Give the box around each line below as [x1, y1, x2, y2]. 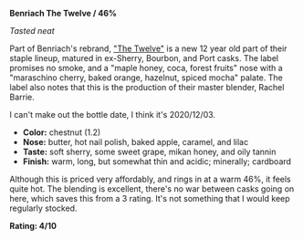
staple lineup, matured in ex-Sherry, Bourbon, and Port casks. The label [9, 53, 279, 63]
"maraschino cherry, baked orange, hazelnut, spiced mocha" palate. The [9, 72, 283, 83]
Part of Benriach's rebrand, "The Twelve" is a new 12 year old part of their [9, 43, 287, 54]
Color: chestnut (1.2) [22, 127, 101, 138]
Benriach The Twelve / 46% [9, 8, 117, 18]
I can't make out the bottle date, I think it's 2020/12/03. [9, 110, 216, 120]
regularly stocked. [9, 203, 78, 214]
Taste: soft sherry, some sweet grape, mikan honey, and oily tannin [22, 146, 277, 157]
